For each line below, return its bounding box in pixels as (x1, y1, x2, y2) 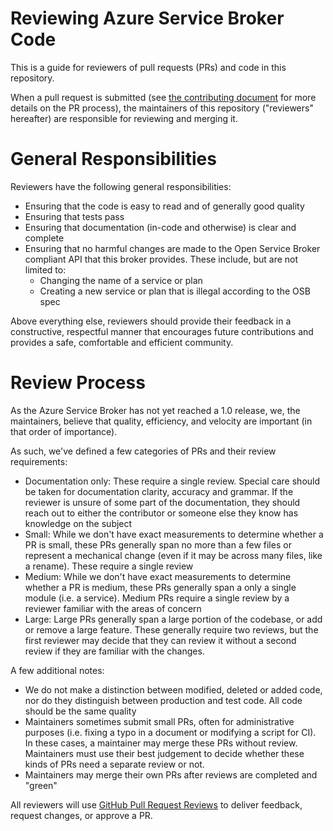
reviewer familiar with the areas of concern (24, 602, 202, 614)
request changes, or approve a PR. (10, 809, 153, 821)
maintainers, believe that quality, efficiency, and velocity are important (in (10, 415, 313, 427)
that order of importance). (10, 425, 118, 437)
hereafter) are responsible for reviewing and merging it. (10, 112, 238, 124)
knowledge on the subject (24, 517, 133, 529)
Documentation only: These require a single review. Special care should (24, 475, 321, 487)
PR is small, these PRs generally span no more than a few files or (24, 538, 292, 551)
